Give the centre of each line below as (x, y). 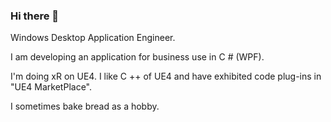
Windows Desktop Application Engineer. (93, 38)
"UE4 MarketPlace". (51, 87)
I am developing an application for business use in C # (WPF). (137, 57)
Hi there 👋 (35, 16)
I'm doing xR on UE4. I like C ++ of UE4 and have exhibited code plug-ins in (166, 76)
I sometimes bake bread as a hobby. (85, 106)
